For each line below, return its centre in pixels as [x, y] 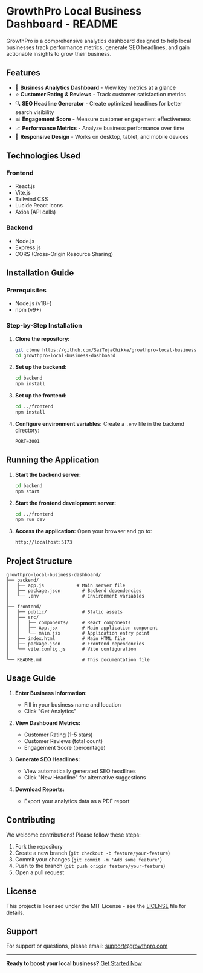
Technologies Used [43, 156]
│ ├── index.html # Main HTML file [66, 639]
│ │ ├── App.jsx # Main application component [82, 628]
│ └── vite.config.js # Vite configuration [71, 649]
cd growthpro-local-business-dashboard [65, 355]
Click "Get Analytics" [50, 711]
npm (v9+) [28, 310]
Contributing [31, 820]
